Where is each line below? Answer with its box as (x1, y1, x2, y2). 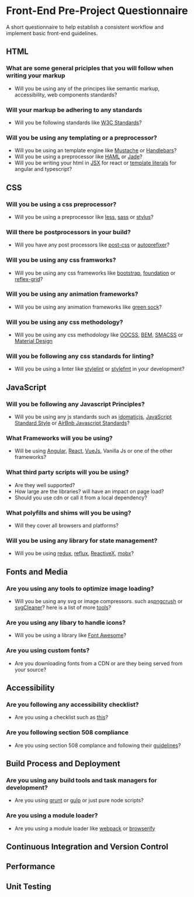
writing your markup (6, 71, 65, 80)
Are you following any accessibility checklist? (6, 700, 139, 708)
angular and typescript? (14, 166, 72, 173)
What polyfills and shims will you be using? (6, 508, 131, 516)
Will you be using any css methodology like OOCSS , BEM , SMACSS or (14, 331, 183, 338)
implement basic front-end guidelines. (6, 29, 98, 36)
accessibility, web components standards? (14, 91, 117, 98)
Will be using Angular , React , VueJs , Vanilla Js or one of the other (14, 447, 173, 454)
